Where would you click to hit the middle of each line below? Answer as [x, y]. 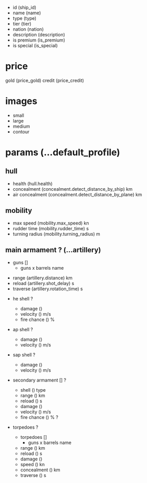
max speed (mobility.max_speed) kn [51, 223]
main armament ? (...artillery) [53, 250]
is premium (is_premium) [39, 40]
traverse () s [33, 475]
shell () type [33, 390]
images [21, 101]
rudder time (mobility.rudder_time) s [51, 228]
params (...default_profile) [63, 153]
